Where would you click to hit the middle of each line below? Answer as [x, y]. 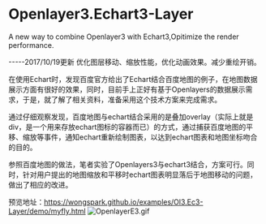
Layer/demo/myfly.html [47, 211]
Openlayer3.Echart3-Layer [101, 14]
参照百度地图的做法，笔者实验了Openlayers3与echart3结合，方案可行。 [128, 164]
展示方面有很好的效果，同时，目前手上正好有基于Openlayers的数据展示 [127, 89]
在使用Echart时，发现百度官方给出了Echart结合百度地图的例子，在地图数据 [133, 79]
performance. [31, 45]
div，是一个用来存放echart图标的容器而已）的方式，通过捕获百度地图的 [127, 127]
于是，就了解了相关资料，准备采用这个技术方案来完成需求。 [122, 99]
